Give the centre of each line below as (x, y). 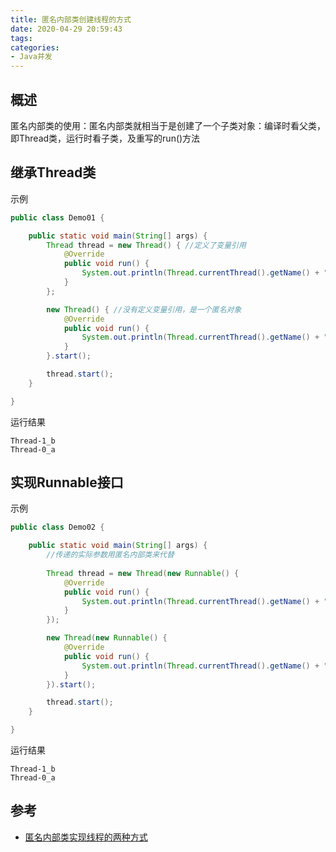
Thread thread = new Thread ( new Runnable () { (143, 573)
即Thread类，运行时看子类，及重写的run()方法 (105, 138)
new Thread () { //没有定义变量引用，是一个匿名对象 (144, 309)
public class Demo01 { (57, 217)
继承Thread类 (53, 172)
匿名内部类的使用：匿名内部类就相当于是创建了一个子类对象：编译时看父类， (168, 125)
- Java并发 (31, 57)
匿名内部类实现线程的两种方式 (86, 837)
